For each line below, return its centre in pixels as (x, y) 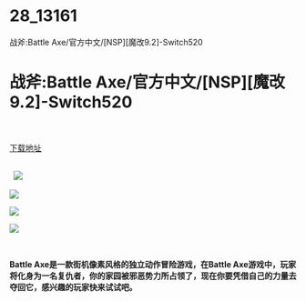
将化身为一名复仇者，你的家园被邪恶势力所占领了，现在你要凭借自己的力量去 (153, 276)
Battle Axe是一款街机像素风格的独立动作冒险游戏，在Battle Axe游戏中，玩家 (153, 264)
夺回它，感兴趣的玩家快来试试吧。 (73, 286)
